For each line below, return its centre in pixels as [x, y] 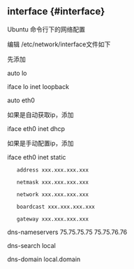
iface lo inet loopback [38, 86]
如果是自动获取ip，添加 [40, 114]
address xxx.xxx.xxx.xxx [53, 170]
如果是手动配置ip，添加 [40, 143]
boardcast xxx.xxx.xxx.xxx [56, 207]
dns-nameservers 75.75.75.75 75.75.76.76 [67, 232]
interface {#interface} [56, 12]
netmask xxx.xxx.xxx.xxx [53, 182]
